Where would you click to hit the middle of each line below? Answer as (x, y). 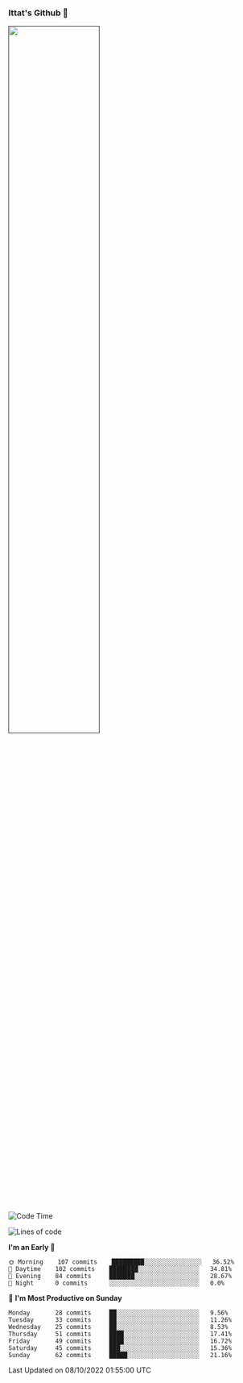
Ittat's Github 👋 (38, 13)
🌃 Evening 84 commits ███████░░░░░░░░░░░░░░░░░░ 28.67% (120, 1277)
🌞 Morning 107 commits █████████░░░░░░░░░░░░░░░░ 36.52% (121, 1262)
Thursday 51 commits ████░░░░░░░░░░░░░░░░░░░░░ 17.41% (120, 1334)
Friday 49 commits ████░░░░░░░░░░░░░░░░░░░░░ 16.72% (120, 1341)
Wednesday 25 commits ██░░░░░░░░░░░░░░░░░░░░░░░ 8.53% (118, 1327)
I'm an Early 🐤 (32, 1248)
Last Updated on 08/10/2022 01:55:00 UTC (80, 1370)
